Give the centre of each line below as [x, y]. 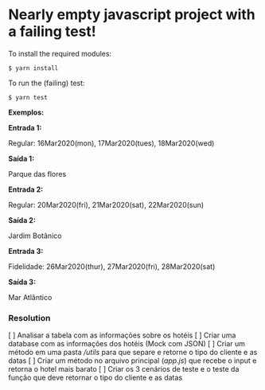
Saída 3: [22, 282]
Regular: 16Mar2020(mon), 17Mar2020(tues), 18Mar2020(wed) [111, 143]
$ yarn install [33, 68]
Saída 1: [21, 158]
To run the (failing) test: [47, 83]
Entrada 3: [26, 251]
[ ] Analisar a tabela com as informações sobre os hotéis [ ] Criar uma [122, 335]
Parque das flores [37, 174]
